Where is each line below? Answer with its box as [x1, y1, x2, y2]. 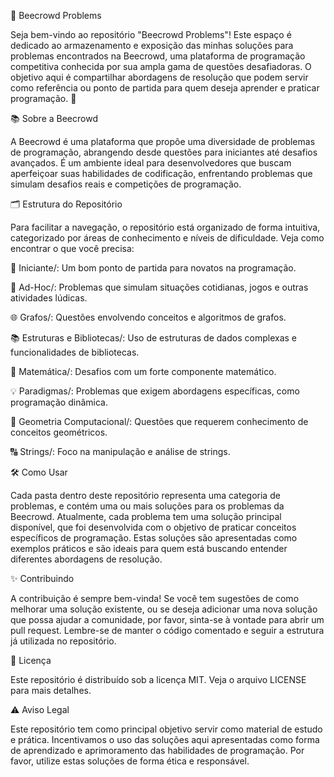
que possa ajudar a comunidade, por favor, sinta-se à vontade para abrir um [10, 614, 325, 625]
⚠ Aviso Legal [10, 704, 70, 715]
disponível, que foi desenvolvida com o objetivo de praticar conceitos [10, 521, 297, 533]
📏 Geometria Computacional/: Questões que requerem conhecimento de [10, 416, 309, 427]
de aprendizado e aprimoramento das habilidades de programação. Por [10, 745, 305, 756]
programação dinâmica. [10, 396, 108, 408]
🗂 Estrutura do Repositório [10, 198, 123, 210]
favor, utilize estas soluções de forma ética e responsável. [10, 755, 250, 767]
